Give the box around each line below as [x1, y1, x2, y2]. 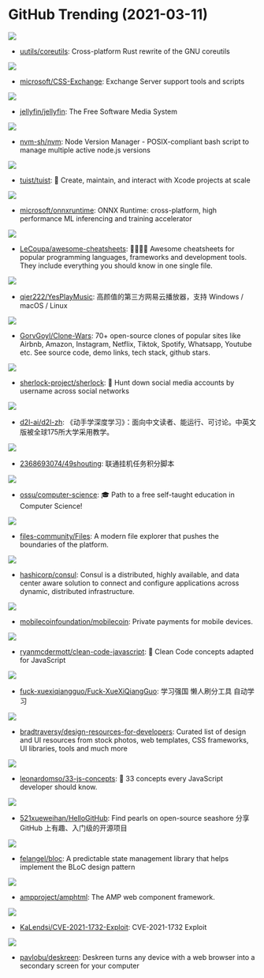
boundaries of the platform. [19, 540, 109, 549]
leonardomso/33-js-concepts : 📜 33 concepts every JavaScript [19, 773, 223, 783]
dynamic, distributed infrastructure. [19, 586, 136, 596]
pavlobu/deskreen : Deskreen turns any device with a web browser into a [19, 952, 255, 961]
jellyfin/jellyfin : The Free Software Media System [19, 107, 178, 116]
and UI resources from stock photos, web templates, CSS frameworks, [19, 735, 249, 744]
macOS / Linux [19, 300, 69, 310]
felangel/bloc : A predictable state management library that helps [19, 853, 229, 863]
